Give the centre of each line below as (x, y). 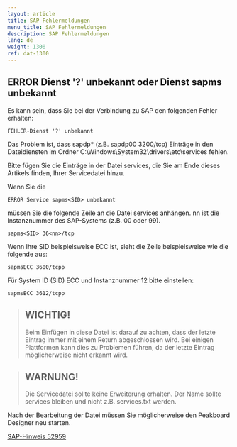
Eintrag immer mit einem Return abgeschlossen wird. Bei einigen (119, 340)
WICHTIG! (48, 315)
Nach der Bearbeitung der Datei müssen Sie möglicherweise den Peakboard (119, 415)
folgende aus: (27, 254)
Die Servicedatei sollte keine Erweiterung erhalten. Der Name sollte (123, 394)
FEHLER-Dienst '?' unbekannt (50, 131)
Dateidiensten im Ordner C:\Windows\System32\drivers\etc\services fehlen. (118, 151)
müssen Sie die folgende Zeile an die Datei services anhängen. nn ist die (114, 213)
